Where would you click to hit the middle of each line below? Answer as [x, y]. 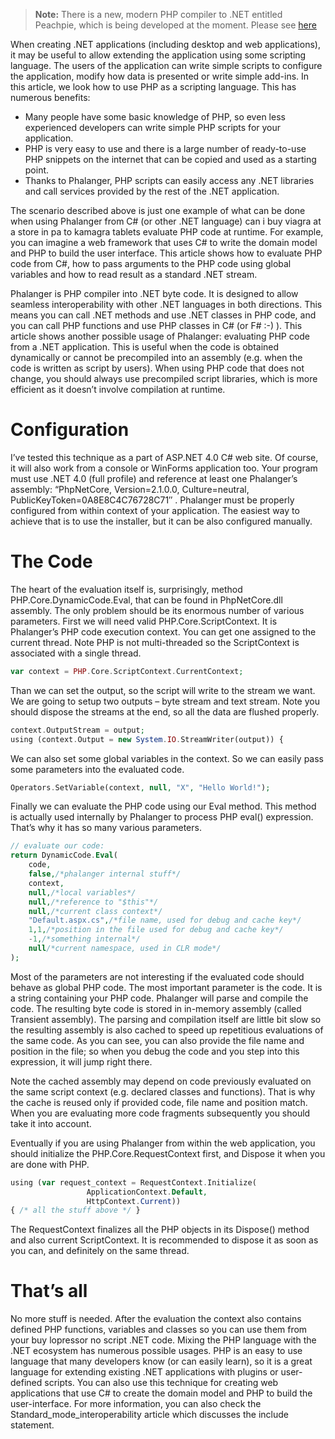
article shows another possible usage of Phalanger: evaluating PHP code [160, 336]
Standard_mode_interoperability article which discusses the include [149, 1415]
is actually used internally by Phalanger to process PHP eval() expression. [162, 817]
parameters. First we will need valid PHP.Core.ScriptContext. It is [144, 621]
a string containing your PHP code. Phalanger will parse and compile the [159, 998]
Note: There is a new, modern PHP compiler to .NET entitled [158, 14]
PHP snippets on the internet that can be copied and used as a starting [170, 159]
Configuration [70, 430]
